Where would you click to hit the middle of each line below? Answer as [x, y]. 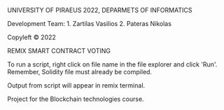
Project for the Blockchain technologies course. [76, 99]
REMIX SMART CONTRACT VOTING [59, 51]
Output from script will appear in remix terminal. [76, 85]
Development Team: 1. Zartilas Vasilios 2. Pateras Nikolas [89, 23]
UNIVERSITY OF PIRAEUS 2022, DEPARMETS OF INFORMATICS [100, 10]
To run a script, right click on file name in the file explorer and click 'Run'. [112, 64]
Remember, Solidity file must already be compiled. [80, 72]
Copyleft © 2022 [31, 37]
